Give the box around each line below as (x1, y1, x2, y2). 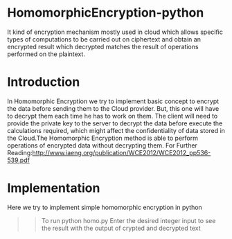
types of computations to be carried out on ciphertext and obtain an (7, 35, 201, 43)
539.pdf (7, 156, 30, 164)
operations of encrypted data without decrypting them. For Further (7, 141, 197, 150)
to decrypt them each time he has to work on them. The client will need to (7, 112, 218, 120)
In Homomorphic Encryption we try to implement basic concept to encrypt (7, 97, 220, 105)
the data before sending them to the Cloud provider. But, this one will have (7, 104, 220, 112)
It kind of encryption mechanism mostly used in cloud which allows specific (7, 28, 223, 36)
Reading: (7, 148, 33, 157)
